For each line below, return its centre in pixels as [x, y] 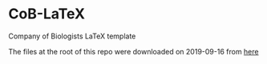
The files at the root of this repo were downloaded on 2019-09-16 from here [133, 51]
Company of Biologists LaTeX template [72, 36]
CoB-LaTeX [47, 14]
